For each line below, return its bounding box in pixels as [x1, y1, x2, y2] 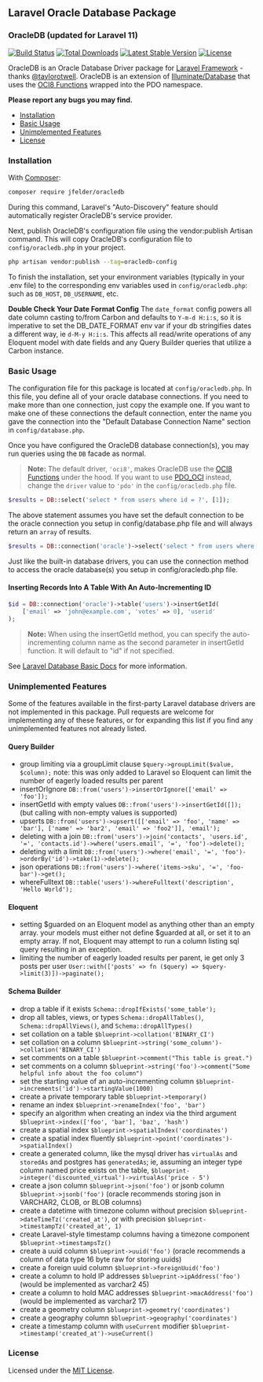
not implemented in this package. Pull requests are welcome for [8, 707, 214, 716]
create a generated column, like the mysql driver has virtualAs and [19, 1148, 238, 1158]
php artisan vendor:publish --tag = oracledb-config [8, 257, 177, 266]
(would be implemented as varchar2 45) [19, 1279, 150, 1289]
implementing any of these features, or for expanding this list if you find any [8, 715, 254, 725]
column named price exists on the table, [19, 1165, 150, 1175]
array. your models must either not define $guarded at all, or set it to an [19, 928, 251, 937]
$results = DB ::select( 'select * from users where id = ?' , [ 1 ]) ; [8, 496, 230, 504]
